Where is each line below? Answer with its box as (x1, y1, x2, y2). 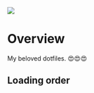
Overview (7, 31, 65, 47)
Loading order (7, 75, 70, 87)
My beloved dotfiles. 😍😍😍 (7, 54, 88, 63)
